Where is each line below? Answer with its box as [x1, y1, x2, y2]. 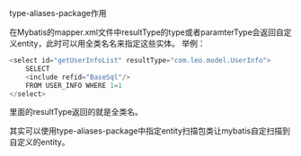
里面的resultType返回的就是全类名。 [9, 107, 144, 117]
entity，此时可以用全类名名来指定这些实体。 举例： [16, 39, 207, 48]
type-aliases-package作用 [9, 8, 107, 18]
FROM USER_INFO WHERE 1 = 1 [25, 81, 123, 90]
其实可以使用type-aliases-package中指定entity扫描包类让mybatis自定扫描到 [9, 126, 290, 136]
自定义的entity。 [9, 137, 70, 148]
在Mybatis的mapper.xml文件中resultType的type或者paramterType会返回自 [9, 27, 285, 38]
